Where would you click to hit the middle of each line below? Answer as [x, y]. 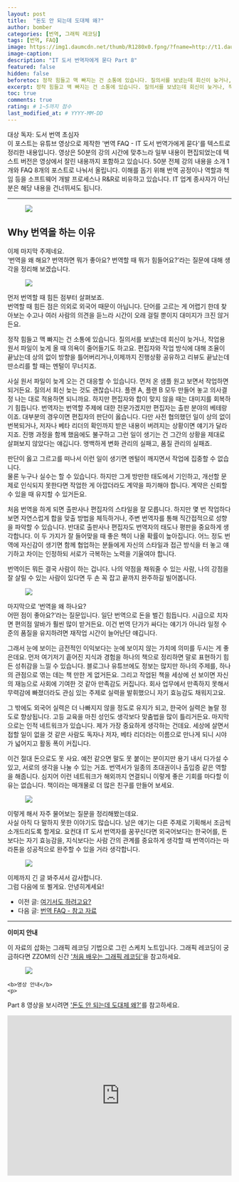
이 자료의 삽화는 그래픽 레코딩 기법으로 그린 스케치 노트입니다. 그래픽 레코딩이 [115, 947]
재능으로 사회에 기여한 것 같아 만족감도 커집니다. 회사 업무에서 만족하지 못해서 [122, 684]
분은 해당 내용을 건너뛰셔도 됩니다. [55, 188]
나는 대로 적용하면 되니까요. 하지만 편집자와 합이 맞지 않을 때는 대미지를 [113, 399]
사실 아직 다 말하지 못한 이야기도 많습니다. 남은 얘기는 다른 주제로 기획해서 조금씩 [119, 822]
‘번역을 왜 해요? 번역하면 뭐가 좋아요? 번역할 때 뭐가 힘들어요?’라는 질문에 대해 [115, 260]
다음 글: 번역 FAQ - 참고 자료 [57, 910]
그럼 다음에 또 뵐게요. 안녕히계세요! [56, 886]
